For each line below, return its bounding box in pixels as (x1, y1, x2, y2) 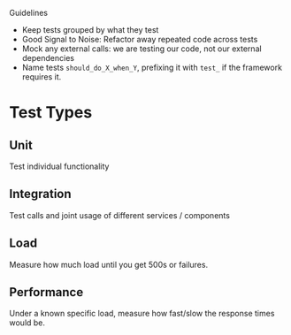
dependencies (21, 53, 75, 63)
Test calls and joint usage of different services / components (9, 209, 230, 220)
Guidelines (9, 8, 49, 18)
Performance (9, 285, 84, 300)
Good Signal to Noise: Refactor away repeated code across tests (21, 34, 258, 44)
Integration (9, 187, 73, 202)
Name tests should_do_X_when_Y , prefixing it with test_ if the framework (21, 62, 283, 72)
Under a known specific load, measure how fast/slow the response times (9, 308, 275, 319)
